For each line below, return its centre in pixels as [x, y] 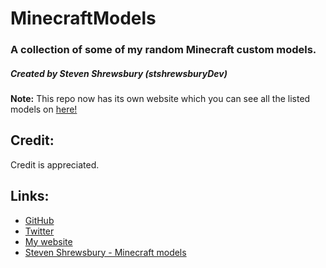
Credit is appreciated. [55, 164]
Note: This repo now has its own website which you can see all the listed [160, 99]
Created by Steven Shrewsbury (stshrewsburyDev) [119, 73]
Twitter [39, 231]
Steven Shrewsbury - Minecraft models [105, 252]
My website [48, 241]
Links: [30, 196]
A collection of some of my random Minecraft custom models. [163, 50]
